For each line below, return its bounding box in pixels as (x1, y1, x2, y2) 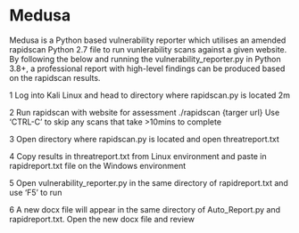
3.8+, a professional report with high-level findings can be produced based (9, 63, 286, 74)
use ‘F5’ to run (9, 187, 62, 197)
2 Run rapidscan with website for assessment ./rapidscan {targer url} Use (9, 107, 280, 117)
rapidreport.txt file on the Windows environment (9, 160, 186, 171)
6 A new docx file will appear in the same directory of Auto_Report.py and (9, 204, 281, 214)
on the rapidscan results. (9, 72, 101, 83)
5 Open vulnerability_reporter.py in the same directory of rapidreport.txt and (9, 177, 288, 188)
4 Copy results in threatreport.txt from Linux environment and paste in (9, 150, 267, 161)
